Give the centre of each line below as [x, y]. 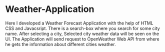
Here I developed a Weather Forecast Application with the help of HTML [79, 23]
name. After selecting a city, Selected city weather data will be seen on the [82, 33]
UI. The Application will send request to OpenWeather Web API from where [82, 39]
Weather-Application [50, 9]
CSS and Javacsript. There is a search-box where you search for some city [82, 28]
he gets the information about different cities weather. [60, 44]
